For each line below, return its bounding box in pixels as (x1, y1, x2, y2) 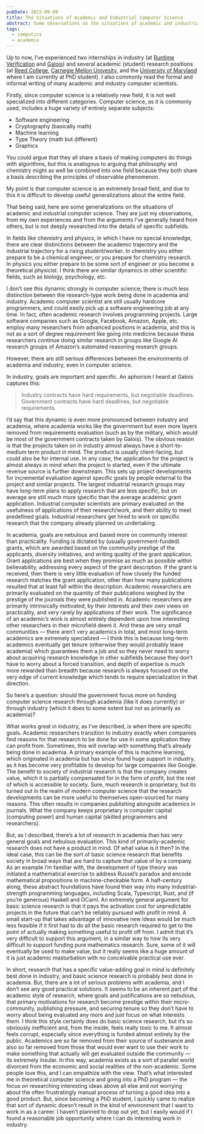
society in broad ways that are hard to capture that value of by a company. (6, 857, 193, 864)
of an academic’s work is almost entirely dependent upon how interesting (6, 615, 189, 622)
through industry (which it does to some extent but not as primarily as (6, 705, 181, 711)
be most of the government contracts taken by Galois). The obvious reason (6, 435, 194, 443)
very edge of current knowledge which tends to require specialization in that (6, 673, 197, 680)
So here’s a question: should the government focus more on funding (6, 691, 177, 699)
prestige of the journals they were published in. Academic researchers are (6, 596, 192, 603)
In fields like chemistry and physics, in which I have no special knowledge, (6, 235, 192, 241)
